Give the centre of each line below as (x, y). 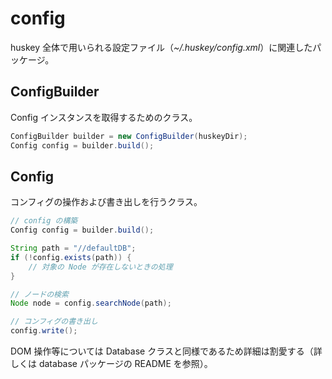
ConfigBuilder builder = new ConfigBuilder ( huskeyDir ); (129, 136)
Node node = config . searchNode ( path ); (91, 303)
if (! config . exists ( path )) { (71, 257)
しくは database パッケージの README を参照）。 (111, 364)
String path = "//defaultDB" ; (73, 248)
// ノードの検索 (39, 294)
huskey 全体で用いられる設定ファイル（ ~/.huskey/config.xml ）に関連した (161, 47)
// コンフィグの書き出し (54, 322)
